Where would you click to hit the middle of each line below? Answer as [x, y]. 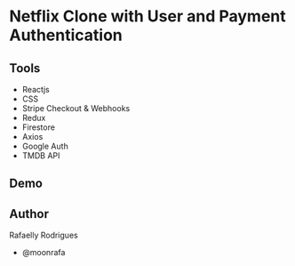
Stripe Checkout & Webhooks [76, 108]
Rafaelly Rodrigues [44, 235]
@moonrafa [44, 253]
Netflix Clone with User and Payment [147, 16]
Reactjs [36, 89]
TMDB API [41, 156]
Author [29, 214]
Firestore [39, 127]
